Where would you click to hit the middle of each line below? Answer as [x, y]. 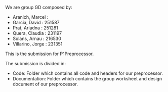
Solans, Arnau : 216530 [37, 38]
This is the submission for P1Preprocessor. [50, 54]
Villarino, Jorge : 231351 [37, 44]
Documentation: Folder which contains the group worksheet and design [87, 79]
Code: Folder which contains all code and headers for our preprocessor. [88, 73]
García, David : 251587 [36, 22]
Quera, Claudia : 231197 [37, 33]
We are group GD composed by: [39, 7]
